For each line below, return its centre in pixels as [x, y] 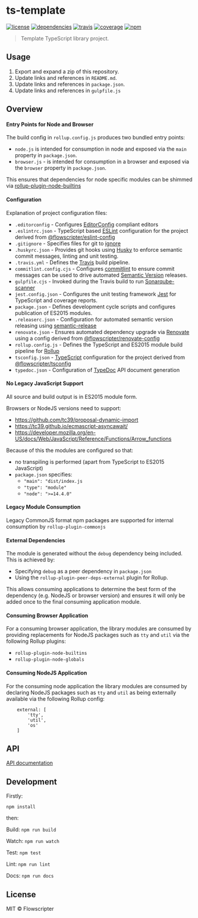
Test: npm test [24, 853]
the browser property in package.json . [61, 168]
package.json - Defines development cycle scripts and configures [95, 307]
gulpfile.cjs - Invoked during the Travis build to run [79, 281]
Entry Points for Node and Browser [50, 124]
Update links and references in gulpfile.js [67, 90]
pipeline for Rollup [37, 351]
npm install [21, 807]
